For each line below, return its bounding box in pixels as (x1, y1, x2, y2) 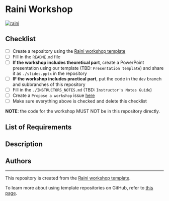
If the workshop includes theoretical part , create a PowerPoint (12, 59, 144, 65)
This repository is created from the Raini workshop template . (5, 175, 131, 181)
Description (5, 140, 43, 148)
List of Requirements (5, 123, 72, 131)
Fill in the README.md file (12, 54, 61, 60)
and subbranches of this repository (12, 81, 86, 87)
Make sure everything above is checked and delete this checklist (12, 98, 147, 104)
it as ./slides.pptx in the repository (12, 70, 87, 76)
